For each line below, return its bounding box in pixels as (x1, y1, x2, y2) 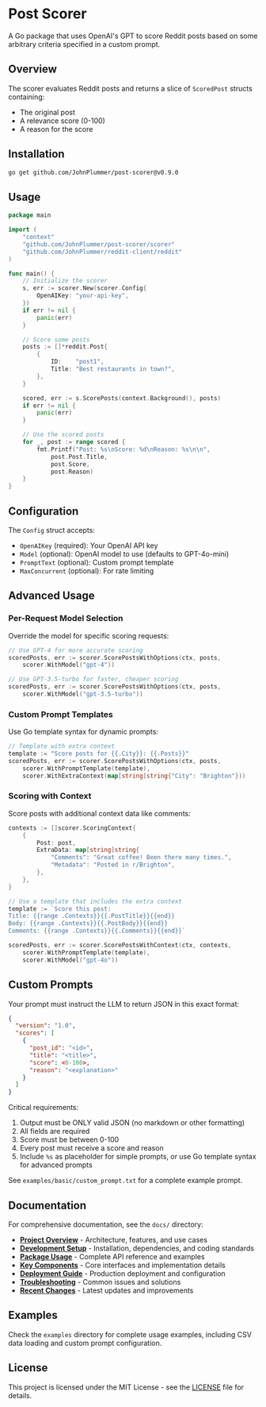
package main (8, 211, 51, 219)
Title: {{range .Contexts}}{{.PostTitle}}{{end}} (8, 912, 176, 920)
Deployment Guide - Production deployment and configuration (19, 1268, 226, 1278)
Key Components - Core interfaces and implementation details (19, 1260, 226, 1270)
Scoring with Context (8, 791, 92, 802)
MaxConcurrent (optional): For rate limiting (19, 565, 154, 576)
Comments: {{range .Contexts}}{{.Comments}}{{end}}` (8, 927, 186, 935)
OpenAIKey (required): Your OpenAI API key (19, 541, 158, 550)
